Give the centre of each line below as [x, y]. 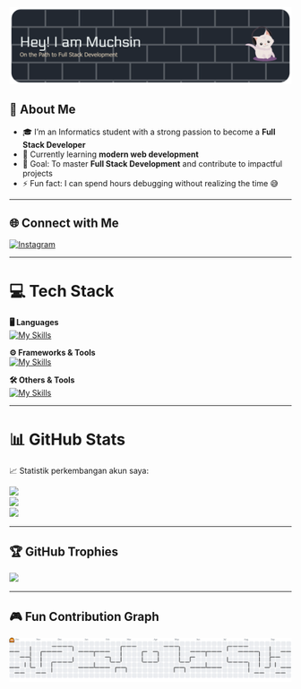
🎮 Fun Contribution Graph [84, 616]
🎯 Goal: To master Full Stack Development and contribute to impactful [152, 163]
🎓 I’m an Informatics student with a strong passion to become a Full [149, 132]
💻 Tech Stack [62, 291]
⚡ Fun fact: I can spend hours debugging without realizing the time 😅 [150, 183]
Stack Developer [54, 144]
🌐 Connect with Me [64, 224]
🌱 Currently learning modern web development [110, 154]
